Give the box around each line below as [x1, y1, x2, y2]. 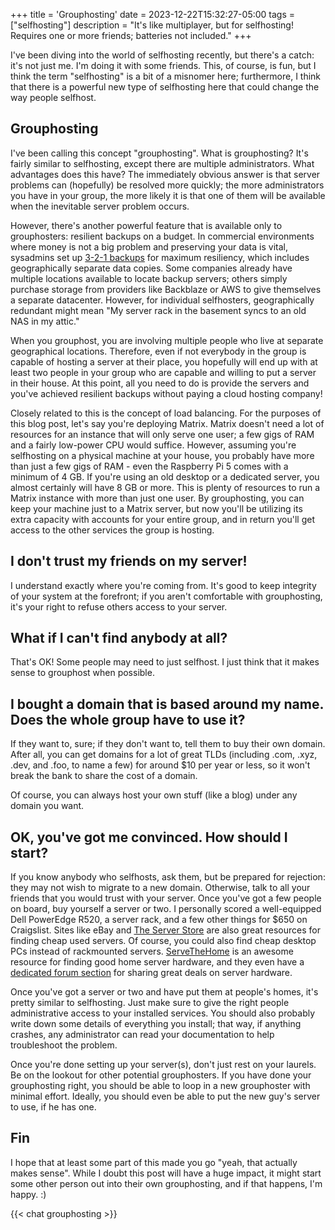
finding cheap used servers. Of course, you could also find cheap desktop [10, 935, 317, 947]
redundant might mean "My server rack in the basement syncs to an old [10, 304, 307, 316]
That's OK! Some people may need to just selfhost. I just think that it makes [10, 656, 320, 668]
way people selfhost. [10, 92, 97, 103]
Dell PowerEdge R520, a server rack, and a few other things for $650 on [10, 914, 308, 926]
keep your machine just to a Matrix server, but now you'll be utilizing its [10, 502, 303, 514]
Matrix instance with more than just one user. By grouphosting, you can [10, 492, 305, 504]
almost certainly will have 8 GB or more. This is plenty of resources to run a [10, 481, 321, 493]
